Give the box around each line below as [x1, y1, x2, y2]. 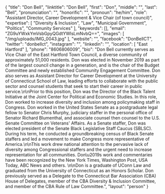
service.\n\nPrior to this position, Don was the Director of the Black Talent [5, 89, 156, 94]
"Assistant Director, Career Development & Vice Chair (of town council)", [5, 15, 153, 20]
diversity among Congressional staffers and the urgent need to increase [5, 146, 152, 152]
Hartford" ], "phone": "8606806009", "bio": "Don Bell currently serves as [5, 47, 155, 52]
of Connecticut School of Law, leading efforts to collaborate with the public [5, 78, 159, 84]
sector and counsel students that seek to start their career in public [5, 83, 143, 89]
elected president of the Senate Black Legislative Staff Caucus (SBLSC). [5, 126, 153, 131]
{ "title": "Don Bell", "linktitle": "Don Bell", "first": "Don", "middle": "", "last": [5, 4, 158, 10]
